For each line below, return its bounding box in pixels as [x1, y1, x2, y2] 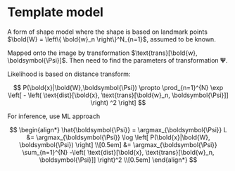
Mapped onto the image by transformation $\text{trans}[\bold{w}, [7, 49, 198, 57]
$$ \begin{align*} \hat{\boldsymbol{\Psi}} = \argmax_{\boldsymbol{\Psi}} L [9, 125, 227, 134]
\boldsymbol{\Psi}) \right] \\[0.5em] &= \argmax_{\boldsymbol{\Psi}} [19, 140, 217, 148]
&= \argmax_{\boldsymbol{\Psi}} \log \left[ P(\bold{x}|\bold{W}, [26, 133, 210, 141]
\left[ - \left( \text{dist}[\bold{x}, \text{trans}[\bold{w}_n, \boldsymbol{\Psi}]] [8, 91, 229, 99]
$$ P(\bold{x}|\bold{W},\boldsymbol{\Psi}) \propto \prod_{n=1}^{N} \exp [13, 83, 224, 91]
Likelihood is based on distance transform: [7, 70, 131, 78]
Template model [7, 4, 104, 20]
